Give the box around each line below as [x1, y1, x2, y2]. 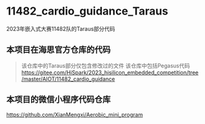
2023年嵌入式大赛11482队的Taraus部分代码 [6, 25, 115, 32]
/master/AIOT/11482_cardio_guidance [21, 75, 115, 83]
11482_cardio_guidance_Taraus [6, 4, 168, 18]
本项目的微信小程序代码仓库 [6, 94, 111, 105]
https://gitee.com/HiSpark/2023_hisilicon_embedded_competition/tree [21, 69, 199, 76]
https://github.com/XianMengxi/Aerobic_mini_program [6, 111, 143, 118]
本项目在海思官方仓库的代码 [6, 44, 111, 55]
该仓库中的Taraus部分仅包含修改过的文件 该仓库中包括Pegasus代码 [21, 62, 190, 69]
